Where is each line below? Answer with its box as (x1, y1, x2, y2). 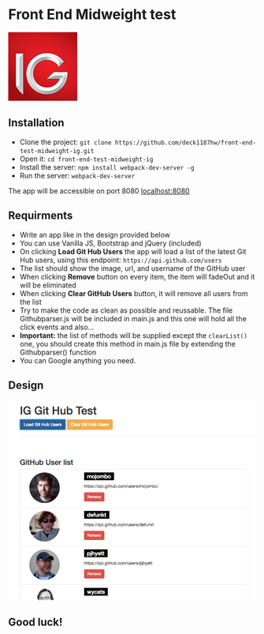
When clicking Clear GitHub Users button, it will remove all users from (19, 288, 248, 298)
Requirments (8, 209, 73, 223)
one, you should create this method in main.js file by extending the (19, 339, 236, 348)
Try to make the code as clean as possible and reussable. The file (19, 306, 233, 315)
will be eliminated (19, 280, 76, 290)
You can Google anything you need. (19, 355, 136, 365)
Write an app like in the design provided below (19, 230, 171, 239)
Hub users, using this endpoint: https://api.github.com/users (19, 255, 222, 264)
